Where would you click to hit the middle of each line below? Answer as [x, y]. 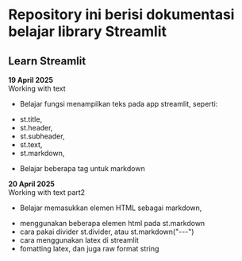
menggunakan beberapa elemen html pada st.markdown [112, 223]
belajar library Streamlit [87, 31]
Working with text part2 [47, 192]
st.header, [36, 128]
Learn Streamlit [47, 61]
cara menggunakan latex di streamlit [79, 240]
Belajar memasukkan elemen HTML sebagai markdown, [111, 208]
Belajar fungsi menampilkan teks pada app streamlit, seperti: [119, 104]
